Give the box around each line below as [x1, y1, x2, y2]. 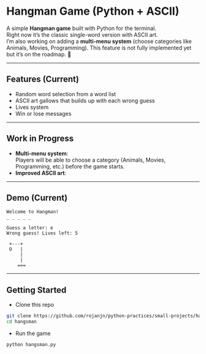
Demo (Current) [6, 192, 68, 203]
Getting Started [6, 285, 67, 295]
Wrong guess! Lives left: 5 [6, 230, 78, 236]
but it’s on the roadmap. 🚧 [6, 50, 72, 58]
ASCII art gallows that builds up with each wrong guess [15, 97, 155, 104]
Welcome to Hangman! [6, 209, 59, 215]
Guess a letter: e [6, 225, 53, 231]
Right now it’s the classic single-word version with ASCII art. [6, 31, 158, 38]
